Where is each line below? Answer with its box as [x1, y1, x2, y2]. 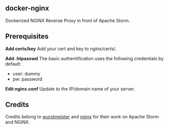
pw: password [12, 76, 43, 82]
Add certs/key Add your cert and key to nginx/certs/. [5, 46, 117, 52]
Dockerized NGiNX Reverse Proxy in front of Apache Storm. [5, 17, 130, 23]
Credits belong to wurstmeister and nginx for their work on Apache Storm [5, 114, 159, 120]
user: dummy [12, 70, 41, 76]
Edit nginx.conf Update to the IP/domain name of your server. [5, 85, 136, 92]
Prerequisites [5, 32, 49, 41]
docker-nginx [5, 4, 49, 13]
